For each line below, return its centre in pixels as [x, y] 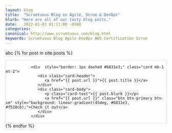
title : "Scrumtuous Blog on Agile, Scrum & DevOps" [63, 15]
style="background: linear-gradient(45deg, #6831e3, [72, 102]
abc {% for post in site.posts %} [39, 53]
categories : [18, 29]
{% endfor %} [20, 126]
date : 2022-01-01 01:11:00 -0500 [43, 24]
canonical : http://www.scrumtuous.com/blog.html [58, 34]
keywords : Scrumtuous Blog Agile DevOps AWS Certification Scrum [76, 39]
